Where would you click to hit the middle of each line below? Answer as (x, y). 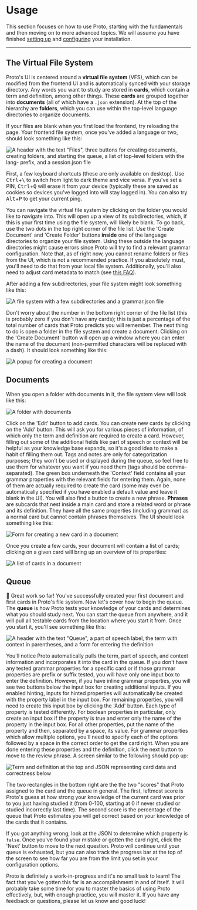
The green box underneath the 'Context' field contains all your (110, 473)
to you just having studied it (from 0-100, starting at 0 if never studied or (93, 803)
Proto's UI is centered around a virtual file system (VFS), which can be (92, 77)
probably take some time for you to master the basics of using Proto (88, 889)
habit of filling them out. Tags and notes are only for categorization (87, 454)
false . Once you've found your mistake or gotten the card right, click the (94, 840)
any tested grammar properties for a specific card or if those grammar (91, 668)
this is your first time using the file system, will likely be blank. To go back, (96, 222)
